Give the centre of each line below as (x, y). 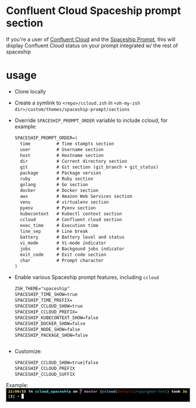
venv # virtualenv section (64, 202)
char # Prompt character (62, 260)
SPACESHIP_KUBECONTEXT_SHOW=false (56, 318)
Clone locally (30, 91)
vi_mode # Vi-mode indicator (63, 243)
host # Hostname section (62, 155)
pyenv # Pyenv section (58, 208)
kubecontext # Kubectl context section (71, 214)
